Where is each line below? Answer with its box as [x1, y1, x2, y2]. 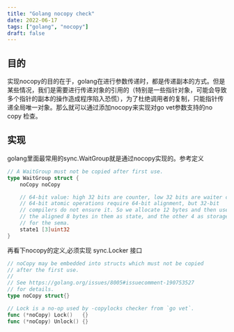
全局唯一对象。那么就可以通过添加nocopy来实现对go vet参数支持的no [13, 103, 213, 112]
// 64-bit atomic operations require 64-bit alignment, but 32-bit [19, 200, 219, 207]
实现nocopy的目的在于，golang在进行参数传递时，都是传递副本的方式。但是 [7, 77, 226, 86]
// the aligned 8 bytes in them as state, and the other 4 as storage [19, 213, 229, 220]
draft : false [7, 29, 45, 37]
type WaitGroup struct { [7, 174, 79, 181]
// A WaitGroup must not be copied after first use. [7, 168, 164, 175]
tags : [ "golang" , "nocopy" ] [7, 23, 89, 30]
